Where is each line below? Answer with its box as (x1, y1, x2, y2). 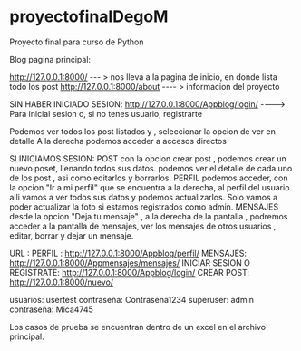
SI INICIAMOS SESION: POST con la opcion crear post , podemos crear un (9, 152, 287, 164)
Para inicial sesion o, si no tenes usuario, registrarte (9, 108, 202, 119)
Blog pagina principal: (9, 54, 92, 64)
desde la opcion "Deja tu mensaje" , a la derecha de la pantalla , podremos (9, 210, 288, 221)
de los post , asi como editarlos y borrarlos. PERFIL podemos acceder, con (9, 172, 288, 183)
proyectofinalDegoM (9, 6, 169, 27)
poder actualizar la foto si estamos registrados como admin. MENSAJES (9, 201, 279, 212)
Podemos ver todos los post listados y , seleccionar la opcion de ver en (9, 125, 277, 137)
